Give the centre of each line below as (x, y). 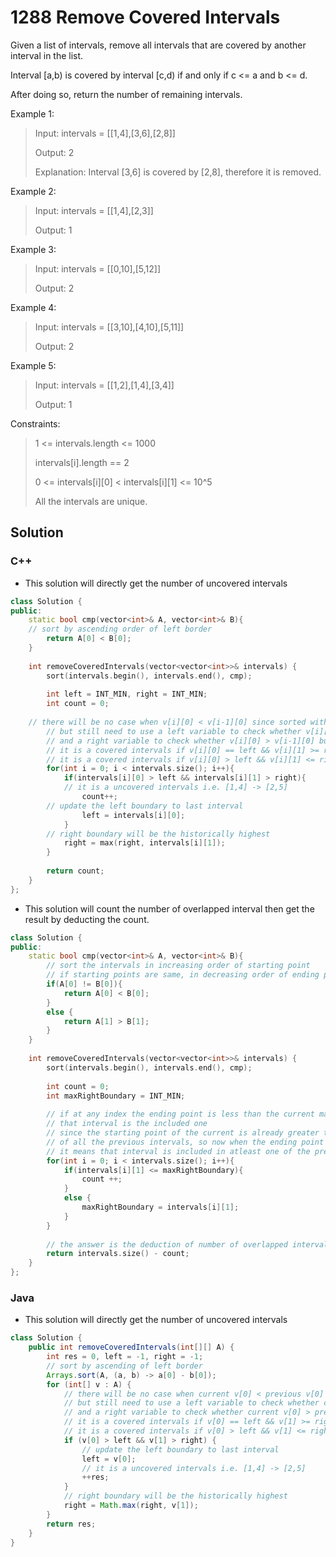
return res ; (71, 1524)
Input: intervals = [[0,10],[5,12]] (98, 268)
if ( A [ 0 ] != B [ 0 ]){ (84, 984)
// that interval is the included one (127, 1124)
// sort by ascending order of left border (120, 629)
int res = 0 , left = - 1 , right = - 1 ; (125, 1357)
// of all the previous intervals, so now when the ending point (185, 1142)
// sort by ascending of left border (124, 1366)
